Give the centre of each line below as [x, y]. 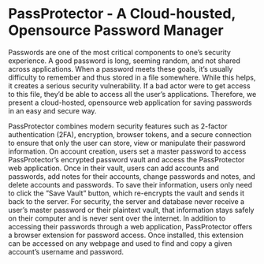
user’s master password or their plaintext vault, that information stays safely [131, 210]
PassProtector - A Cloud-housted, [122, 14]
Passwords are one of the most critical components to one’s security [119, 52]
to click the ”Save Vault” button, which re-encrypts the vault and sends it [126, 193]
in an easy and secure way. [52, 110]
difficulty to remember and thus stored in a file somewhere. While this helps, [132, 77]
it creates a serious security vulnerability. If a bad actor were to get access [129, 86]
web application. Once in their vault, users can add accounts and [113, 168]
